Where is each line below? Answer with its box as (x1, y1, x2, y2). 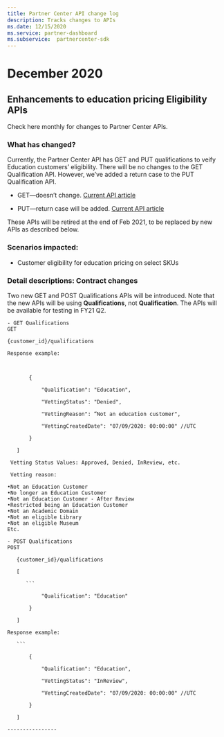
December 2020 (7, 66, 104, 82)
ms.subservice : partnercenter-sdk (7, 36, 110, 43)
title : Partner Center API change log (7, 10, 119, 17)
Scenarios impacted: (7, 243, 79, 252)
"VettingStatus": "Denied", (41, 399, 122, 406)
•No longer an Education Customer (7, 489, 107, 496)
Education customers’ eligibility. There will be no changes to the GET (7, 163, 203, 171)
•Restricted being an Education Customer (7, 502, 129, 509)
